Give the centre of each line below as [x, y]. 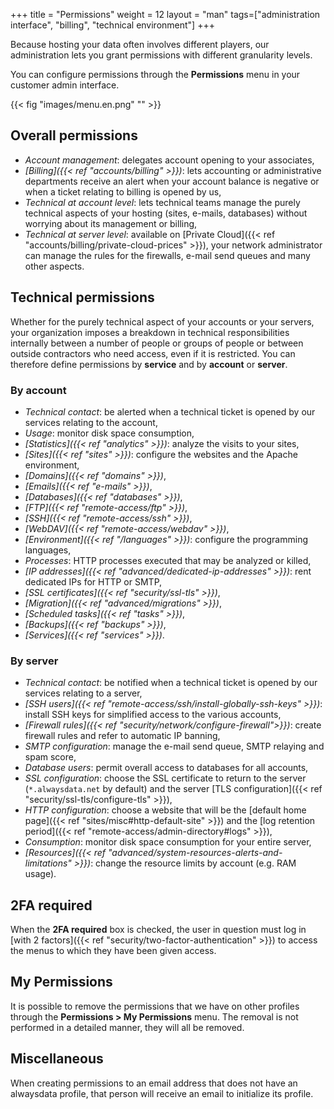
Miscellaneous [57, 1059]
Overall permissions [74, 135]
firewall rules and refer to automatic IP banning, [122, 736]
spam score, [50, 757]
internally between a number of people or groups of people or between [157, 343]
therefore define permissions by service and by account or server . [149, 364]
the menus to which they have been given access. [113, 951]
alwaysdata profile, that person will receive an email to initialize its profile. [162, 1093]
